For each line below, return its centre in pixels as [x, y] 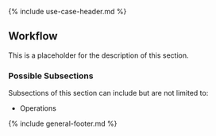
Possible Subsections [51, 76]
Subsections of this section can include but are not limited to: [108, 93]
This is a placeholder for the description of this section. [98, 55]
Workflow [33, 36]
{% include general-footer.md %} [63, 124]
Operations [38, 108]
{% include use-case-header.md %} [67, 11]
